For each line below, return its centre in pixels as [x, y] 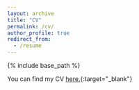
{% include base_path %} [44, 65]
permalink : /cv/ [31, 26]
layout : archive [31, 13]
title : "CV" [24, 20]
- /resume [27, 46]
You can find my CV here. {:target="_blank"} [70, 79]
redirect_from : [29, 39]
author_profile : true [39, 33]
